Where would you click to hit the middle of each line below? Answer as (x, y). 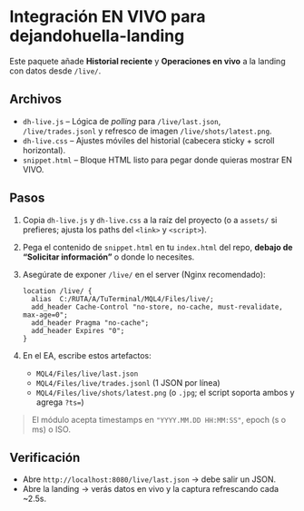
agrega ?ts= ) (60, 402)
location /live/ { (57, 291)
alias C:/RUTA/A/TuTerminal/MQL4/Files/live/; (123, 299)
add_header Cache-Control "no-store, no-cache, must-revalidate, (157, 307)
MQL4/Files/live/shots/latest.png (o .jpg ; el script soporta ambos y (165, 392)
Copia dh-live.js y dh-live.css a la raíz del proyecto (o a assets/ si (150, 220)
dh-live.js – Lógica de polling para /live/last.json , (122, 121)
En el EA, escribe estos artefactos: (87, 355)
